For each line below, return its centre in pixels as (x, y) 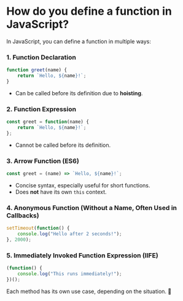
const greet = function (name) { (48, 122)
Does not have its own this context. (61, 192)
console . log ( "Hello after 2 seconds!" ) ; (70, 234)
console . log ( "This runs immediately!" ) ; (70, 274)
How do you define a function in (89, 11)
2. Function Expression (41, 109)
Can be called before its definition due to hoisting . (79, 93)
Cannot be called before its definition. (63, 145)
